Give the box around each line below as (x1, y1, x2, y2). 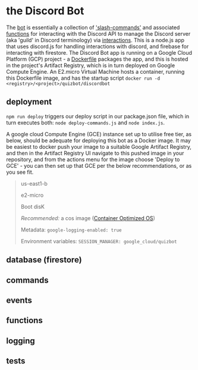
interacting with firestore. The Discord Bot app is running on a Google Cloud (6, 49, 192, 56)
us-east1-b (20, 180, 48, 187)
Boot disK (20, 203, 45, 210)
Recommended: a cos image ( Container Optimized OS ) (20, 214, 156, 221)
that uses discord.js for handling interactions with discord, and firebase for (6, 43, 189, 50)
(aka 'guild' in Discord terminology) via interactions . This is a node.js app (6, 36, 185, 43)
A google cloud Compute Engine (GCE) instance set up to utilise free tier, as (6, 130, 192, 137)
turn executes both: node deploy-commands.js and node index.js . (6, 119, 165, 126)
